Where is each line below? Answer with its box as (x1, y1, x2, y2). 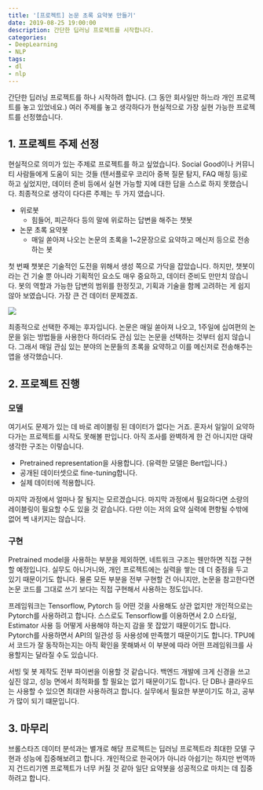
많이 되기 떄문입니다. (16, 697, 80, 706)
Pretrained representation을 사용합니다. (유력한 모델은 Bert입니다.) (19, 459, 228, 468)
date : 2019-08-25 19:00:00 (8, 19, 97, 27)
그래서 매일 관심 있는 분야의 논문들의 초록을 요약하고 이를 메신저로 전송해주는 (18, 342, 254, 352)
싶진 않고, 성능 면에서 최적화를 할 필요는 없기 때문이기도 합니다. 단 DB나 (8, 677, 227, 686)
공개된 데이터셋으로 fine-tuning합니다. (19, 468, 138, 477)
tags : (8, 56, 26, 64)
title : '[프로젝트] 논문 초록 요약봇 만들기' (8, 11, 137, 20)
